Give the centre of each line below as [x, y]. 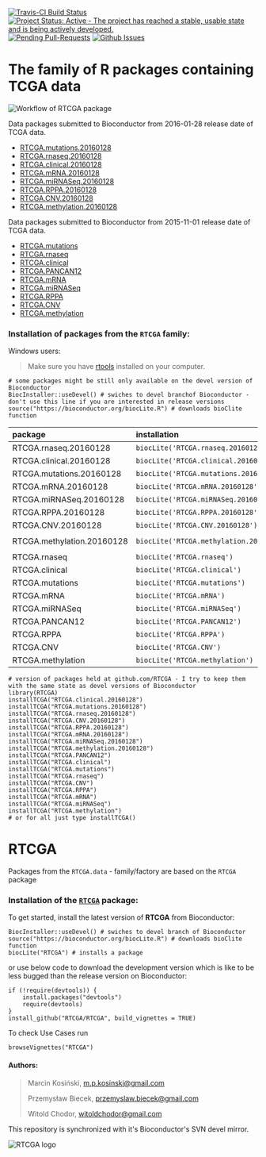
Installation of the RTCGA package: [73, 901]
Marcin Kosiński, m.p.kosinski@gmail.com [96, 1082]
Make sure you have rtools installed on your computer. [116, 367]
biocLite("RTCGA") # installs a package [76, 953]
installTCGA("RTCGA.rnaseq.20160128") [72, 714]
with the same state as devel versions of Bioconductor [102, 686]
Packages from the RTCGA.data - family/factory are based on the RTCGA [122, 871]
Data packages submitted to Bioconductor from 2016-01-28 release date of [131, 124]
